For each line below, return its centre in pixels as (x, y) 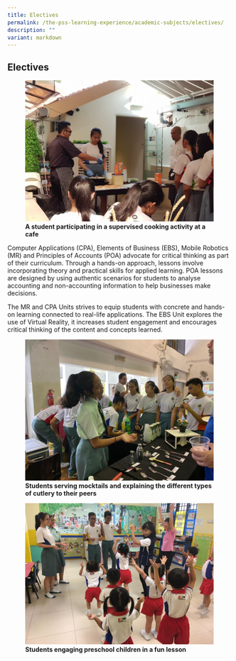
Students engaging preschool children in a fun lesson (106, 650)
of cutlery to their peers (61, 493)
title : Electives (33, 15)
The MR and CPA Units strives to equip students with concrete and (105, 307)
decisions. (22, 293)
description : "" (31, 30)
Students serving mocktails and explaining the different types (118, 486)
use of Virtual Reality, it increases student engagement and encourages (112, 322)
